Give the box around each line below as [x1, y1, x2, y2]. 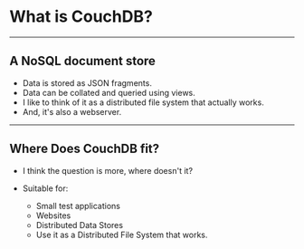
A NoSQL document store [9, 53, 157, 69]
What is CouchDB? [9, 6, 154, 27]
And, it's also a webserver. [22, 106, 122, 117]
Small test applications [35, 200, 120, 211]
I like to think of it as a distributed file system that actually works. [22, 97, 264, 108]
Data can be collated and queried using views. [22, 87, 196, 98]
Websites [35, 210, 71, 221]
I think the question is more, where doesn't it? [22, 165, 193, 176]
